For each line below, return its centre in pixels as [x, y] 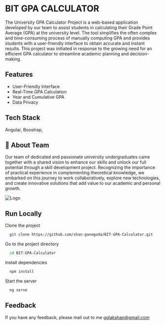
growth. [13, 189]
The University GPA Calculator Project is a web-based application [72, 22]
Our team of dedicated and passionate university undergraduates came [78, 157]
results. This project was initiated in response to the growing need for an [79, 48]
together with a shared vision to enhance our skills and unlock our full [76, 162]
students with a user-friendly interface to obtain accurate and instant [75, 43]
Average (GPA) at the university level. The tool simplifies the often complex [81, 33]
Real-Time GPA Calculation [39, 91]
